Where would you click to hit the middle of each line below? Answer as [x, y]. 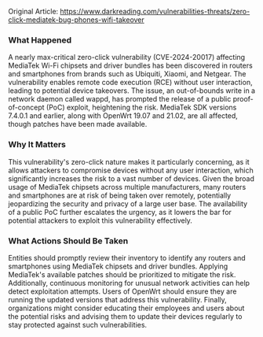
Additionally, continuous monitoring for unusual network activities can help [129, 283]
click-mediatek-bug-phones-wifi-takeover [77, 20]
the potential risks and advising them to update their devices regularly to [125, 316]
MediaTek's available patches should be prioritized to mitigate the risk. [122, 274]
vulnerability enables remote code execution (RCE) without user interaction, [130, 83]
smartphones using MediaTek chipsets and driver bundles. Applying [118, 266]
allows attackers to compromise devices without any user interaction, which [131, 170]
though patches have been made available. [78, 124]
